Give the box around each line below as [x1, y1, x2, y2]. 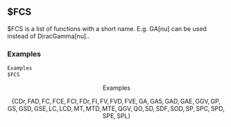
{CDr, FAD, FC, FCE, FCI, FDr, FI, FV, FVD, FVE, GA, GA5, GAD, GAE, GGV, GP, [11, 97, 221, 105]
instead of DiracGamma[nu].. [7, 32, 90, 40]
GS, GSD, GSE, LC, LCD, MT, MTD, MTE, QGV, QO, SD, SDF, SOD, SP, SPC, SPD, [7, 104, 225, 113]
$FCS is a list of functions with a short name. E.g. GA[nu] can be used [7, 24, 207, 32]
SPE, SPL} [102, 111, 131, 120]
